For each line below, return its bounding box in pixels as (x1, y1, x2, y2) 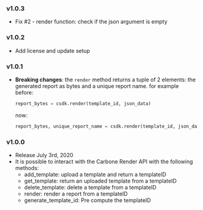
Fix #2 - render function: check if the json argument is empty (15, 18, 168, 25)
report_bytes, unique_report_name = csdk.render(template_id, (15, 123, 176, 129)
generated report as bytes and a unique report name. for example (15, 82, 179, 89)
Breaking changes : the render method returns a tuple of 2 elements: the (15, 76, 196, 83)
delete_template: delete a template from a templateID (24, 183, 156, 191)
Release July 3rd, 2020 (15, 151, 74, 158)
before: (15, 89, 33, 96)
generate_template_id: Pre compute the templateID (24, 196, 151, 204)
